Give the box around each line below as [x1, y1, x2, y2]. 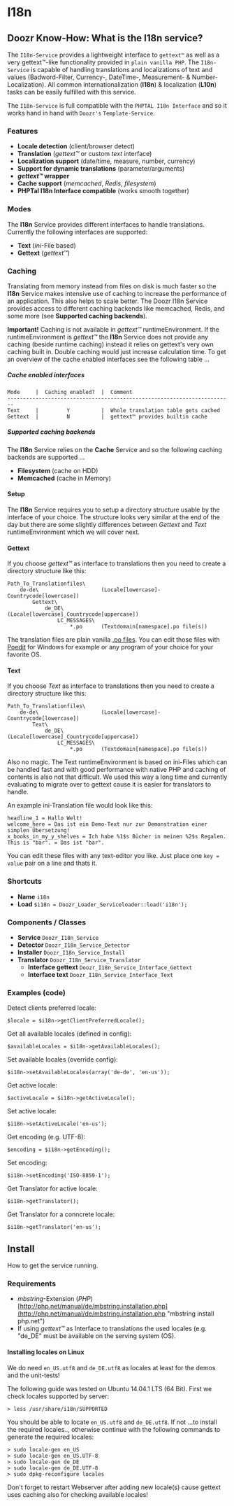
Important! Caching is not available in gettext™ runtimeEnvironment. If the [7, 325, 220, 333]
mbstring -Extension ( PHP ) [17, 1295, 93, 1303]
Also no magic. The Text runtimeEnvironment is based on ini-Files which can [7, 758, 228, 766]
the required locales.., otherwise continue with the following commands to [7, 1425, 221, 1433]
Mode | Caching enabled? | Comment [7, 388, 133, 395]
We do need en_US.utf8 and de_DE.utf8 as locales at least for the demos [7, 1363, 216, 1372]
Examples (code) [7, 987, 66, 997]
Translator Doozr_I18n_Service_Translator [17, 956, 141, 964]
